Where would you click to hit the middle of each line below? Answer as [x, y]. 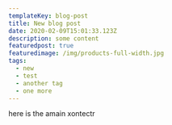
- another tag [39, 83]
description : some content [54, 38]
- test [27, 76]
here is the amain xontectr [52, 114]
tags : [17, 61]
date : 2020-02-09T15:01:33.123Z [63, 31]
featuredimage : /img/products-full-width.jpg [86, 53]
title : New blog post [45, 23]
